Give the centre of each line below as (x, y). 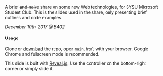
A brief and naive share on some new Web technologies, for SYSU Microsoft (81, 7)
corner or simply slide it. (29, 69)
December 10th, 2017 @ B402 (35, 27)
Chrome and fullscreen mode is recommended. (52, 54)
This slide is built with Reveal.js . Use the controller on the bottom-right (75, 63)
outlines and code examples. (34, 17)
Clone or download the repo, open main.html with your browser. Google (77, 49)
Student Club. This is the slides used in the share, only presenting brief (76, 12)
